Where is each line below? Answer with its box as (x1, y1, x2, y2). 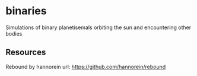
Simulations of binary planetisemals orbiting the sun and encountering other (5, 24, 192, 31)
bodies (5, 30, 23, 37)
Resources (5, 47, 46, 58)
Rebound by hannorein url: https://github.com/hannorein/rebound (5, 63, 166, 70)
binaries (5, 4, 47, 18)
